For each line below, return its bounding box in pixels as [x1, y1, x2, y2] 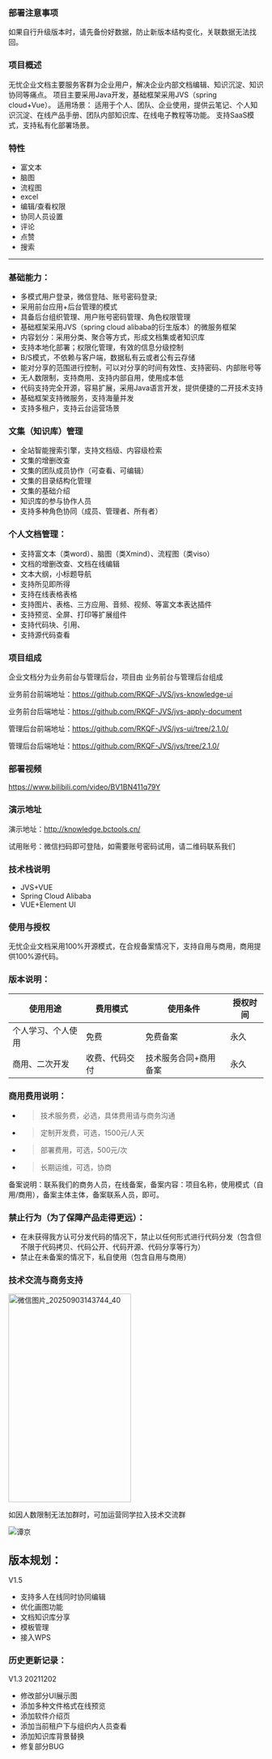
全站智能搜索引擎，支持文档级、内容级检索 [19, 445, 163, 455]
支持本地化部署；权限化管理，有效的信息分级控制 [19, 342, 184, 352]
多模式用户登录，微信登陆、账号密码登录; [19, 292, 158, 302]
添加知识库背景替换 [19, 1731, 85, 1741]
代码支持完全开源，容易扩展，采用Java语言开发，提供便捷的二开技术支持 [19, 383, 264, 393]
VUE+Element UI [19, 899, 76, 910]
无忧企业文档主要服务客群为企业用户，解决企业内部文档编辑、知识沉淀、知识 [8, 80, 264, 89]
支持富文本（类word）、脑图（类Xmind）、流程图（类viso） [19, 548, 215, 558]
